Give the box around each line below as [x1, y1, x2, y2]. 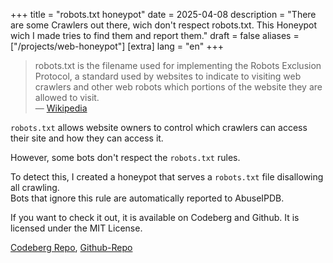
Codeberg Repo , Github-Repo [10, 242, 133, 253]
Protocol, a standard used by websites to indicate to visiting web [34, 70, 302, 82]
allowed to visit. [34, 92, 100, 103]
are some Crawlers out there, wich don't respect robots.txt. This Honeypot [10, 19, 318, 31]
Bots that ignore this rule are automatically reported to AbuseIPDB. [10, 192, 285, 204]
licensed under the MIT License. [10, 222, 143, 234]
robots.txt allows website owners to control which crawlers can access [10, 122, 308, 133]
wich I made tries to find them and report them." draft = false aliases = [10, 30, 300, 41]
